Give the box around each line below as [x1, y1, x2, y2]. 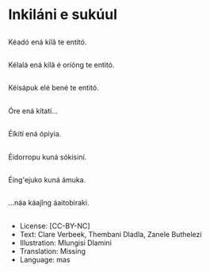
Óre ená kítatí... [8, 105, 58, 116]
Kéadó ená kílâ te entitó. [8, 37, 87, 47]
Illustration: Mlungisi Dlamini [19, 238, 113, 247]
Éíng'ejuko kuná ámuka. [8, 174, 86, 184]
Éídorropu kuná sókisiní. [8, 152, 87, 162]
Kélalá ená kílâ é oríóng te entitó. [8, 59, 115, 69]
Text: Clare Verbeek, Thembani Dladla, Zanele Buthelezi [19, 229, 202, 239]
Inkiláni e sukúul [8, 6, 117, 24]
